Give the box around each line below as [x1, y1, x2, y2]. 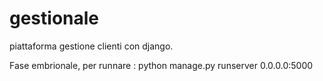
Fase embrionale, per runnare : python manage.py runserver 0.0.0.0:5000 [9, 59, 314, 71]
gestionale [9, 7, 100, 30]
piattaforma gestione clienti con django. [9, 40, 174, 52]
